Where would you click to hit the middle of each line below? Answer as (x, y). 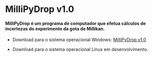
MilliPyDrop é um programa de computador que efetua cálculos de (75, 23)
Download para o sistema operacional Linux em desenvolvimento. (80, 49)
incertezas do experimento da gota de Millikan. (55, 28)
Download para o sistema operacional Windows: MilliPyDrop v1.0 (79, 40)
